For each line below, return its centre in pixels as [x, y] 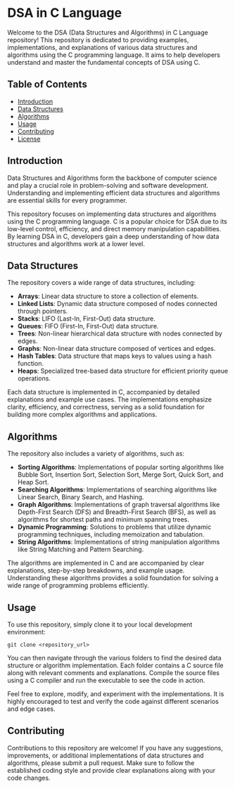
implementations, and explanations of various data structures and [102, 47]
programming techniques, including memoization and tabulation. [111, 534]
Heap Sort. [33, 482]
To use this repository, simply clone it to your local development [100, 624]
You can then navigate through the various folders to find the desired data [114, 658]
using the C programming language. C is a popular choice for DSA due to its [117, 221]
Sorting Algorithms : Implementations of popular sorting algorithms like [120, 467]
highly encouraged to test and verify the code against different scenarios [113, 701]
